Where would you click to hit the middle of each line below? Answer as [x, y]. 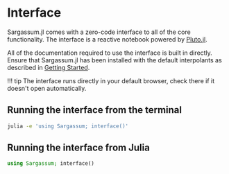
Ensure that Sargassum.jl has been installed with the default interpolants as [114, 60]
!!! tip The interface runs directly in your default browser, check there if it [111, 80]
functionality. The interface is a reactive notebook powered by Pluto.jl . [108, 39]
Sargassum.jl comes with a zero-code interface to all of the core [99, 32]
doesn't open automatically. [47, 88]
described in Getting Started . [49, 67]
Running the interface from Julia [79, 148]
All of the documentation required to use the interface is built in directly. [110, 53]
